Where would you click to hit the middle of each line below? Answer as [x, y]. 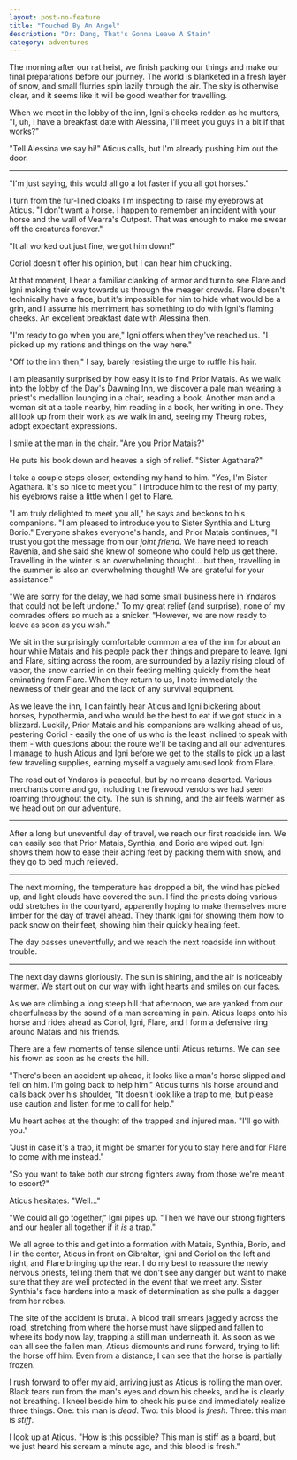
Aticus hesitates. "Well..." [55, 1200]
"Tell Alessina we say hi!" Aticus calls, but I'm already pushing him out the [144, 149]
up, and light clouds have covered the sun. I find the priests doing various [143, 897]
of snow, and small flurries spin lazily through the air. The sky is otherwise [144, 86]
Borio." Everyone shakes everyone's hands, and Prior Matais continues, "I [143, 532]
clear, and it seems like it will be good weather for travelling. [118, 96]
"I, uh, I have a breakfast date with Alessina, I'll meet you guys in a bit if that [147, 122]
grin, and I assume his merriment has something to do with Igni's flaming [141, 309]
